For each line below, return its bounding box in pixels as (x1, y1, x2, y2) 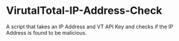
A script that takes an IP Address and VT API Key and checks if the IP (6, 23, 174, 30)
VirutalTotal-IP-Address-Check (6, 4, 163, 17)
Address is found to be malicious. (6, 29, 87, 36)
